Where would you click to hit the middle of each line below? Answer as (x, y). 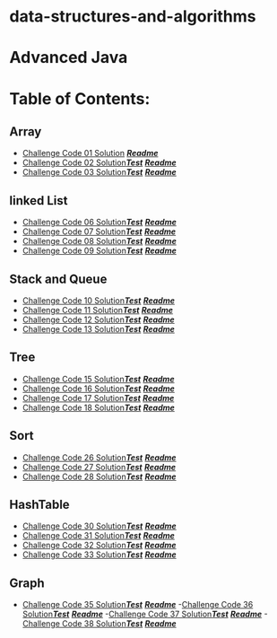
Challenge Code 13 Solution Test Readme (98, 329)
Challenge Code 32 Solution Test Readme (99, 546)
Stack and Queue (58, 279)
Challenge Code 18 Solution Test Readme (98, 407)
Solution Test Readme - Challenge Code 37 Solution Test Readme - (145, 614)
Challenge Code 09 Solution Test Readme (99, 251)
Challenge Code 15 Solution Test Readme (98, 379)
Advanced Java (69, 58)
